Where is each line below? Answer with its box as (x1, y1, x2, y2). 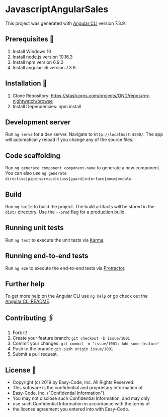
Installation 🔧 (5, 79, 47, 88)
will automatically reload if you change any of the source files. (5, 136, 134, 143)
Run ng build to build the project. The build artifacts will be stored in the (5, 204, 155, 209)
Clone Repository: (12, 92, 50, 99)
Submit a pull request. (12, 351, 58, 357)
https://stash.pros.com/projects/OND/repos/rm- (51, 92, 150, 99)
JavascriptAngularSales (5, 4, 109, 15)
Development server (5, 118, 71, 126)
